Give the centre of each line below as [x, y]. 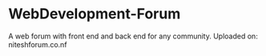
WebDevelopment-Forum [95, 14]
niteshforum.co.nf [38, 44]
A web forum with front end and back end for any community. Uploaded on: [133, 36]
